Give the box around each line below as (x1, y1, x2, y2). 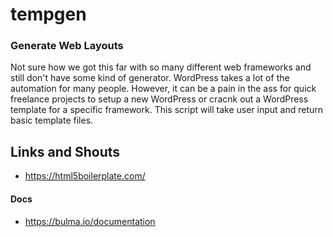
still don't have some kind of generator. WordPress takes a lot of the (10, 72, 290, 84)
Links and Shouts (10, 143, 121, 160)
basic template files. (10, 114, 94, 127)
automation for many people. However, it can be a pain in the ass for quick (10, 83, 317, 95)
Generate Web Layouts (10, 39, 124, 53)
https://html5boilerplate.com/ (24, 170, 146, 182)
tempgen (10, 3, 87, 26)
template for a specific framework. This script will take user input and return (10, 104, 324, 116)
